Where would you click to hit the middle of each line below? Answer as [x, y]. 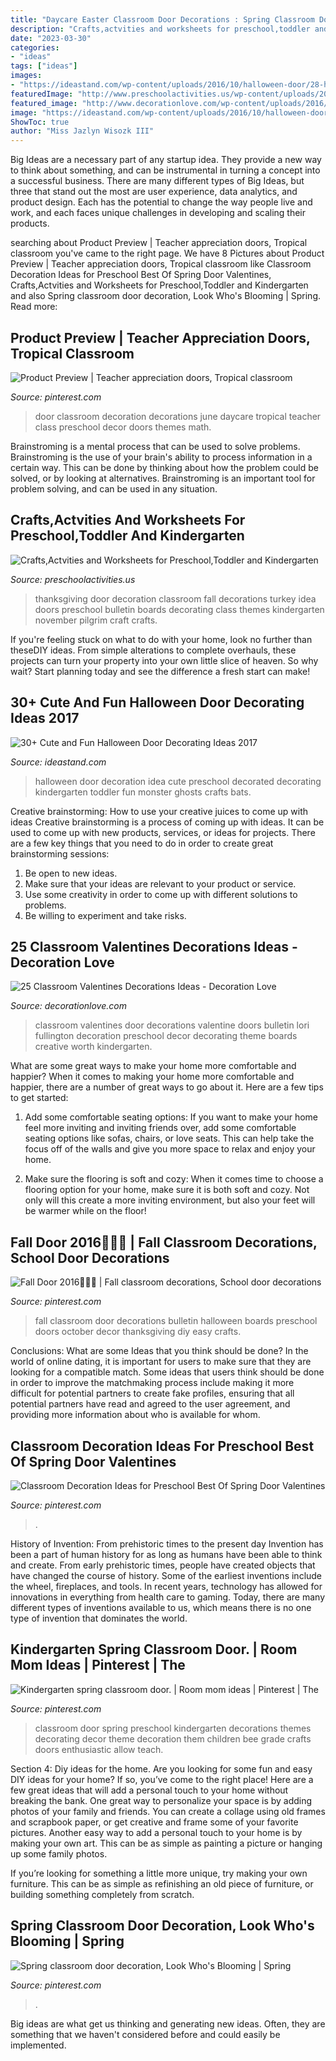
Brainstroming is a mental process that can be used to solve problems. [155, 446]
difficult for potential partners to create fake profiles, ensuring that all [152, 1393]
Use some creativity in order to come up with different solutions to [161, 894]
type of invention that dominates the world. [99, 1618]
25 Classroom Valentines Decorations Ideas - [154, 946]
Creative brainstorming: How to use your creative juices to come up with [159, 811]
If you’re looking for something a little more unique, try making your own [159, 1873]
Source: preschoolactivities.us [73, 579]
